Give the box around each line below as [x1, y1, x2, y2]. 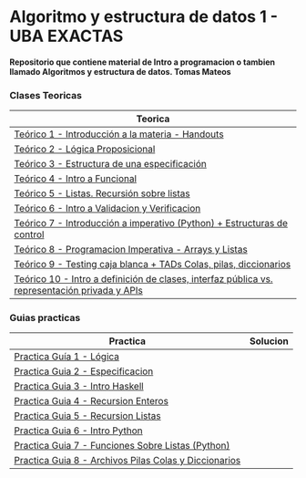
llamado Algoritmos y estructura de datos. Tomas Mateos [9, 66, 231, 77]
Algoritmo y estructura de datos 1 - [9, 6, 279, 27]
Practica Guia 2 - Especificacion [14, 365, 154, 378]
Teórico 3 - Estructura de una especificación [14, 158, 208, 171]
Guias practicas [9, 312, 81, 324]
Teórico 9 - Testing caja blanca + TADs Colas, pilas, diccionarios [14, 258, 291, 271]
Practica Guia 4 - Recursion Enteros [14, 395, 168, 408]
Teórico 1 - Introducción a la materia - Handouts [14, 128, 225, 140]
